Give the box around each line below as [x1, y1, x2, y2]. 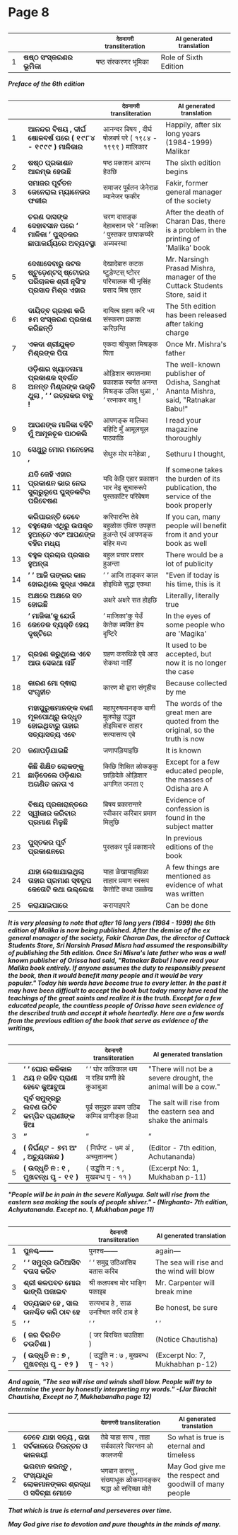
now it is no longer [165, 658, 227, 668]
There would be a [165, 549, 224, 559]
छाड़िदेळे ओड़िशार [102, 770, 148, 780]
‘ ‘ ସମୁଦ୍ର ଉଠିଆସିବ [23, 1257, 81, 1267]
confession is [165, 804, 210, 814]
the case [165, 666, 195, 676]
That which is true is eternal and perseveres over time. [8, 1506, 172, 1515]
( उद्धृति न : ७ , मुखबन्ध [88, 1350, 149, 1360]
